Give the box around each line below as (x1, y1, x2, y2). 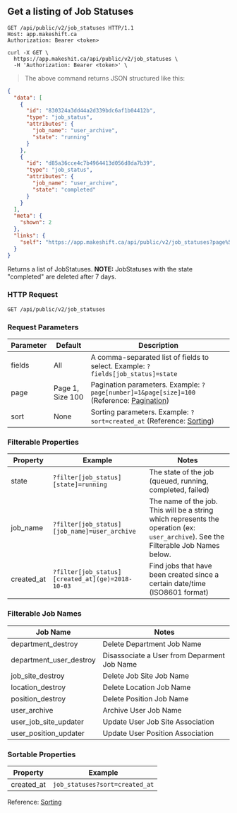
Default (56, 341, 82, 351)
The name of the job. (149, 496, 218, 506)
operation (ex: (149, 523, 196, 533)
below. (149, 549, 171, 559)
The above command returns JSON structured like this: (24, 74, 186, 82)
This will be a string (149, 505, 214, 515)
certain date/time (149, 579, 206, 589)
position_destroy (11, 694, 66, 703)
